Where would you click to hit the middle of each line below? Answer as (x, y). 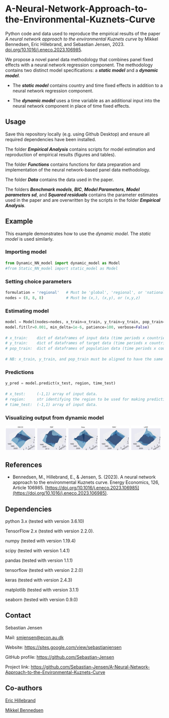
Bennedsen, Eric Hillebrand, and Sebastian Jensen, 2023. (65, 44)
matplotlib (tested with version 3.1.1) (42, 590)
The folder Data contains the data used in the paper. (60, 179)
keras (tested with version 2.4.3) (39, 580)
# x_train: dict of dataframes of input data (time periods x (75, 338)
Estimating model (27, 310)
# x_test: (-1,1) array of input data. (52, 394)
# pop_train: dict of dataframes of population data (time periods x (81, 349)
